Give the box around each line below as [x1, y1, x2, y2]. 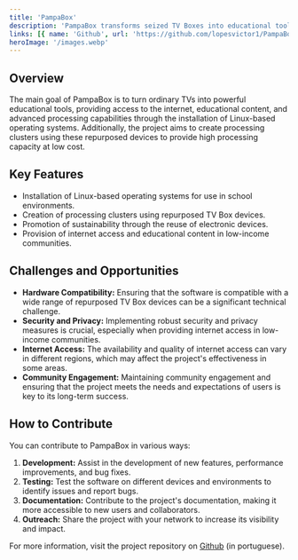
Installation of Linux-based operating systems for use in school [21, 190, 253, 201]
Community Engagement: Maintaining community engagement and [21, 372, 271, 383]
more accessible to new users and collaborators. [21, 504, 200, 515]
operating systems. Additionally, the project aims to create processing [9, 122, 265, 133]
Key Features [9, 167, 84, 182]
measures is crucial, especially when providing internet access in [21, 325, 261, 335]
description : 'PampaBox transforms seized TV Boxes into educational [9, 21, 272, 30]
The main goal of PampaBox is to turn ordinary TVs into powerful [9, 94, 247, 105]
